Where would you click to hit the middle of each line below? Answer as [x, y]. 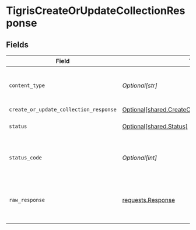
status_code [26, 158]
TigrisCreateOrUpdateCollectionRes [96, 11]
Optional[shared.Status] [155, 126]
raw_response [27, 200]
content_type [27, 86]
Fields [17, 45]
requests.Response [149, 200]
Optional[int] [140, 158]
